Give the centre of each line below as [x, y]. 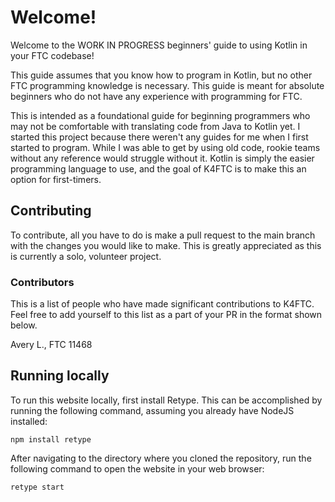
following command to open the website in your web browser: [137, 468]
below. [24, 325]
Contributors [42, 282]
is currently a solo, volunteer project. [86, 256]
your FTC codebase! [52, 55]
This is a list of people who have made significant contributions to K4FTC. [162, 304]
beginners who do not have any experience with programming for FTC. [156, 96]
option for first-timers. [56, 179]
